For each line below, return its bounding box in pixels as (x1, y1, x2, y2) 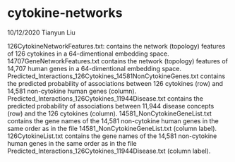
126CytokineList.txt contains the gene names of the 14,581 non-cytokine (7, 132, 217, 140)
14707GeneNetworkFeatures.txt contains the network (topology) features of (7, 56, 228, 65)
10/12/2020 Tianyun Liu (7, 28, 76, 37)
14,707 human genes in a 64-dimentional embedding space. (7, 64, 182, 73)
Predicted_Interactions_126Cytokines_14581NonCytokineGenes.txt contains (7, 72, 226, 80)
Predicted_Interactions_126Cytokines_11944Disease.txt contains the (7, 94, 203, 103)
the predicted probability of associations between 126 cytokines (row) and (7, 79, 224, 87)
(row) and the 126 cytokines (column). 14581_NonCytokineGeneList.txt (7, 109, 212, 118)
